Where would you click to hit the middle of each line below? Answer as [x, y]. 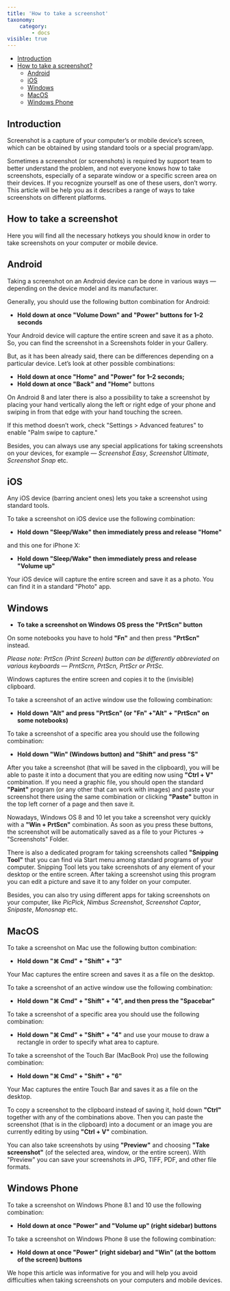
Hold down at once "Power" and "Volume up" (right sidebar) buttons [117, 1225]
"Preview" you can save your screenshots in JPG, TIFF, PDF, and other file [112, 1160]
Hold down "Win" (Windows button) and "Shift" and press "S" [107, 754]
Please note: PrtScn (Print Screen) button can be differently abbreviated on [113, 659]
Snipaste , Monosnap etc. [42, 909]
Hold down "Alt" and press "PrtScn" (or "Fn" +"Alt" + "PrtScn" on [113, 713]
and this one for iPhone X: [44, 546]
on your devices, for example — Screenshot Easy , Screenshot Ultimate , [108, 453]
